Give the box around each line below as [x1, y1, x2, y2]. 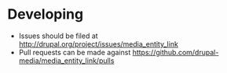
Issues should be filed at [18, 31, 99, 40]
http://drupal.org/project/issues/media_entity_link [18, 39, 178, 48]
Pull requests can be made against [18, 47, 131, 57]
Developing [7, 5, 84, 23]
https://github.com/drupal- [132, 47, 219, 57]
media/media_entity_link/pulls [18, 56, 115, 65]
